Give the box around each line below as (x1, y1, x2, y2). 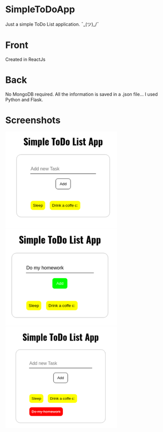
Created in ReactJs (5, 56, 46, 62)
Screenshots (5, 115, 61, 126)
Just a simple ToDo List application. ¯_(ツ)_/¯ (5, 21, 99, 27)
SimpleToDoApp (5, 4, 75, 15)
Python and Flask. (5, 96, 43, 103)
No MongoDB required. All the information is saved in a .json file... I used (5, 91, 158, 97)
